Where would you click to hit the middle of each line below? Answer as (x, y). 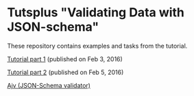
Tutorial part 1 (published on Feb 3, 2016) (65, 59)
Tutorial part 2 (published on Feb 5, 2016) (65, 72)
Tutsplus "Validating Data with (96, 13)
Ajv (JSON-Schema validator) (49, 85)
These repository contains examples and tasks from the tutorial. (97, 46)
